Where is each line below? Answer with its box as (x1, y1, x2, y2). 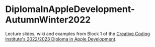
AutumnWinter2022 (5, 14, 91, 25)
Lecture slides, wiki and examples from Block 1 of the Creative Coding (5, 30, 150, 36)
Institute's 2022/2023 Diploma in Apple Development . (5, 36, 117, 42)
